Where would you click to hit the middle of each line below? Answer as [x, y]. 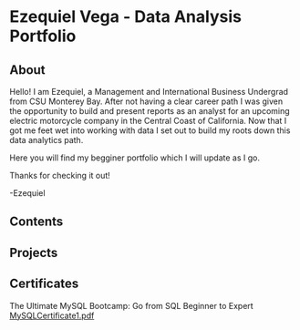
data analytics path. [47, 140]
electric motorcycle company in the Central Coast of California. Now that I [148, 121]
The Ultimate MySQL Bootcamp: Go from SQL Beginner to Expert [131, 305]
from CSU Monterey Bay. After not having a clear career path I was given [146, 101]
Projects [34, 253]
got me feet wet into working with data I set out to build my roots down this [150, 130]
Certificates [44, 284]
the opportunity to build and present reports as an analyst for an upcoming [150, 111]
